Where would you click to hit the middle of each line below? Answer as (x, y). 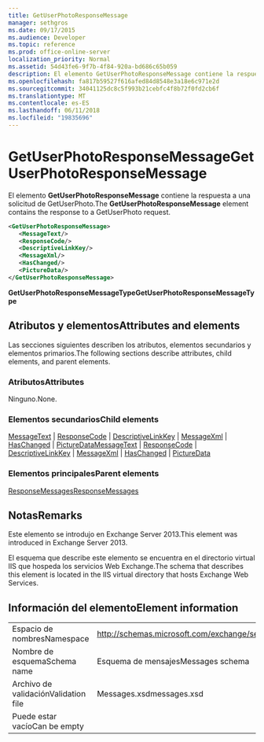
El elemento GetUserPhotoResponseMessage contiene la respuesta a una (130, 195)
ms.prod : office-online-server (59, 52)
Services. (24, 583)
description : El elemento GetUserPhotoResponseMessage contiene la (121, 74)
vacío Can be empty (48, 726)
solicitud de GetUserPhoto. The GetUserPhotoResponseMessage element (128, 203)
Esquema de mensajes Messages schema (173, 662)
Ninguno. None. (33, 399)
